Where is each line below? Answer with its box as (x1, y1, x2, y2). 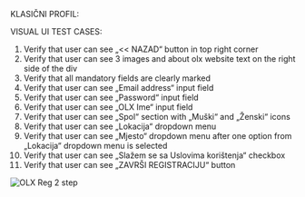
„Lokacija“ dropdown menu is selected (23, 141, 168, 151)
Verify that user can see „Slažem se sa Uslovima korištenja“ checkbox (23, 150, 286, 161)
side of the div (23, 64, 78, 74)
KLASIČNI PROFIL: (10, 9, 80, 19)
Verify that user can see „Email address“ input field (23, 83, 214, 93)
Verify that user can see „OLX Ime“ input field (23, 102, 193, 113)
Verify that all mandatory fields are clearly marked (23, 73, 212, 84)
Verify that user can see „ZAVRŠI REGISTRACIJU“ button (23, 160, 236, 170)
